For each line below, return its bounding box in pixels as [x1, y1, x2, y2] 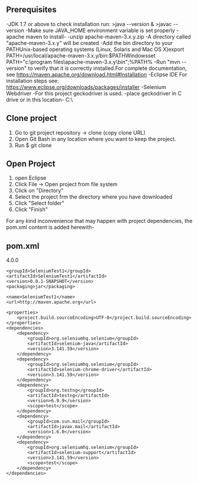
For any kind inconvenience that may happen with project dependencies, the [6, 218, 193, 225]
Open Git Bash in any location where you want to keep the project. [14, 135, 176, 142]
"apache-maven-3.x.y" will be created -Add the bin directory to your [6, 39, 173, 46]
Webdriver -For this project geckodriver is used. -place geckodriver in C [6, 90, 182, 97]
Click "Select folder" [14, 200, 65, 207]
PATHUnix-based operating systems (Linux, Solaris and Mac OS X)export [6, 46, 184, 53]
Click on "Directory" [14, 187, 64, 194]
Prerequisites [6, 5, 57, 15]
